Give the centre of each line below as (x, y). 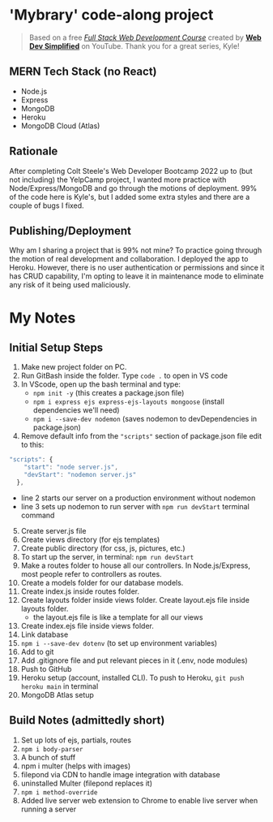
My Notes (43, 318)
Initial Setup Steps (56, 347)
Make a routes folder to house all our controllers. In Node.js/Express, (135, 565)
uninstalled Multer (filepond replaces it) (87, 783)
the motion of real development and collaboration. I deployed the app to (129, 259)
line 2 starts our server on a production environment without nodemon (138, 498)
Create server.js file (53, 530)
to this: (32, 445)
